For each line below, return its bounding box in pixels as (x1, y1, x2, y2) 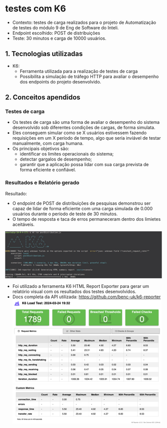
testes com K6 (5, 3, 66, 14)
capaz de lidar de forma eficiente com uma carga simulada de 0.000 (12, 205, 153, 211)
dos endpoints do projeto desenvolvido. (19, 79, 101, 85)
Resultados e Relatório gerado (5, 179, 80, 186)
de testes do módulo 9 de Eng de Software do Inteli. (12, 24, 119, 30)
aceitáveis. (12, 221, 35, 227)
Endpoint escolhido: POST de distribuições (12, 30, 100, 36)
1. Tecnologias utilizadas (5, 50, 83, 58)
